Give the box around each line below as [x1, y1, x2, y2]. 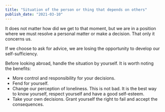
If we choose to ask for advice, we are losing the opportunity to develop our [5, 45, 160, 51]
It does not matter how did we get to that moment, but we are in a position [5, 25, 156, 31]
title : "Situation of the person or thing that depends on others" [5, 7, 148, 12]
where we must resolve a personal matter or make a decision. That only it [5, 31, 155, 37]
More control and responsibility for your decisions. [12, 75, 115, 81]
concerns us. [5, 36, 32, 42]
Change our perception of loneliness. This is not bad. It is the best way [12, 85, 157, 91]
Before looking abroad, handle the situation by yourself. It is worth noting [5, 60, 154, 66]
